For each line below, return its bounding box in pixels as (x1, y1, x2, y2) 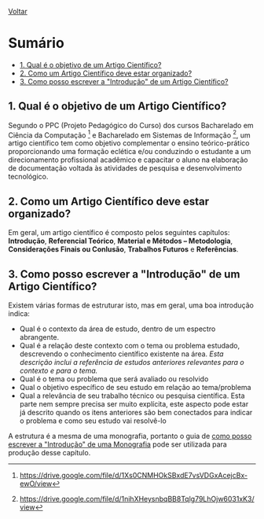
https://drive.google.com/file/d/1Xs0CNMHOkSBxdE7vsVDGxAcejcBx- (19, 471, 248, 480)
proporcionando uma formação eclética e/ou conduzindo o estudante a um (8, 147, 251, 156)
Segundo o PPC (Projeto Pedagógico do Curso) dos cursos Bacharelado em (8, 120, 254, 130)
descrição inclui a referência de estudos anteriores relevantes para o (19, 358, 245, 367)
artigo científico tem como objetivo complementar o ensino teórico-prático (8, 138, 250, 148)
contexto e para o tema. (19, 366, 98, 376)
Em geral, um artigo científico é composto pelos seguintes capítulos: (8, 228, 230, 237)
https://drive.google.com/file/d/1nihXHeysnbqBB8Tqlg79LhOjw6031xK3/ (19, 495, 255, 504)
